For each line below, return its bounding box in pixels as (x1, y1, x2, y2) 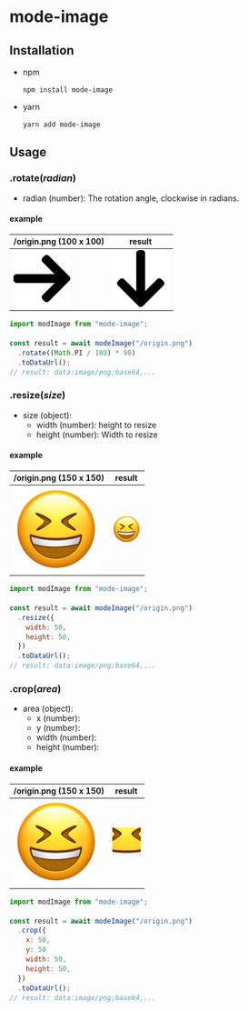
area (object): (22, 703, 74, 715)
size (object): (22, 409, 73, 420)
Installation (9, 43, 74, 58)
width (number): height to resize (35, 419, 157, 430)
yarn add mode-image (22, 120, 101, 129)
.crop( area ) (9, 682, 62, 695)
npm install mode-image (22, 85, 114, 95)
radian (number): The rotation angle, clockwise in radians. (22, 193, 240, 204)
